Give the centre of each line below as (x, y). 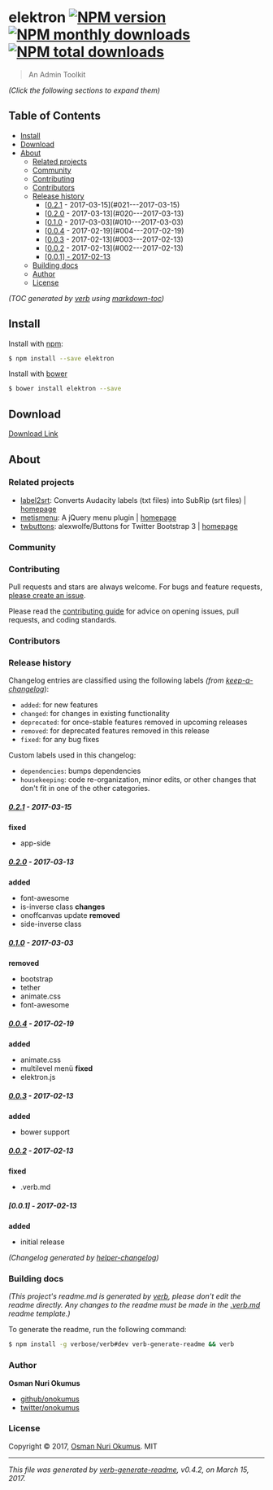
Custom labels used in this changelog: (72, 755)
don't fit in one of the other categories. (85, 789)
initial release (42, 1242)
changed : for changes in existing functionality (95, 714)
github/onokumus (50, 1399)
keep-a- (239, 680)
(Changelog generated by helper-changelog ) (84, 1258)
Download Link (33, 434)
